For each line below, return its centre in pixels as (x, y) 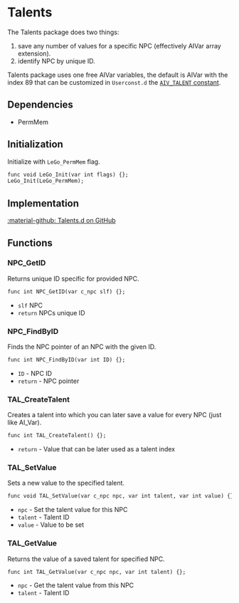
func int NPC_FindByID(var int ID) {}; (67, 360)
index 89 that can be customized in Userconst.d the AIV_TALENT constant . (114, 82)
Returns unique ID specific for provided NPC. (73, 278)
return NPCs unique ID (51, 313)
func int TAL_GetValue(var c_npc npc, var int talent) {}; (97, 572)
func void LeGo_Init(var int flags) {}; (68, 174)
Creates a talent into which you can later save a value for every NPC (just (115, 415)
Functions (30, 243)
